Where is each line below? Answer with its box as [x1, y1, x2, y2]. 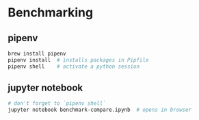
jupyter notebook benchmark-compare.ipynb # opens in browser [8, 106, 192, 114]
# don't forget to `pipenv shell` [8, 100, 107, 107]
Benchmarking [8, 5, 94, 21]
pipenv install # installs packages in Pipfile [8, 56, 149, 63]
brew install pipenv [8, 50, 67, 57]
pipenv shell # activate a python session [8, 63, 140, 70]
